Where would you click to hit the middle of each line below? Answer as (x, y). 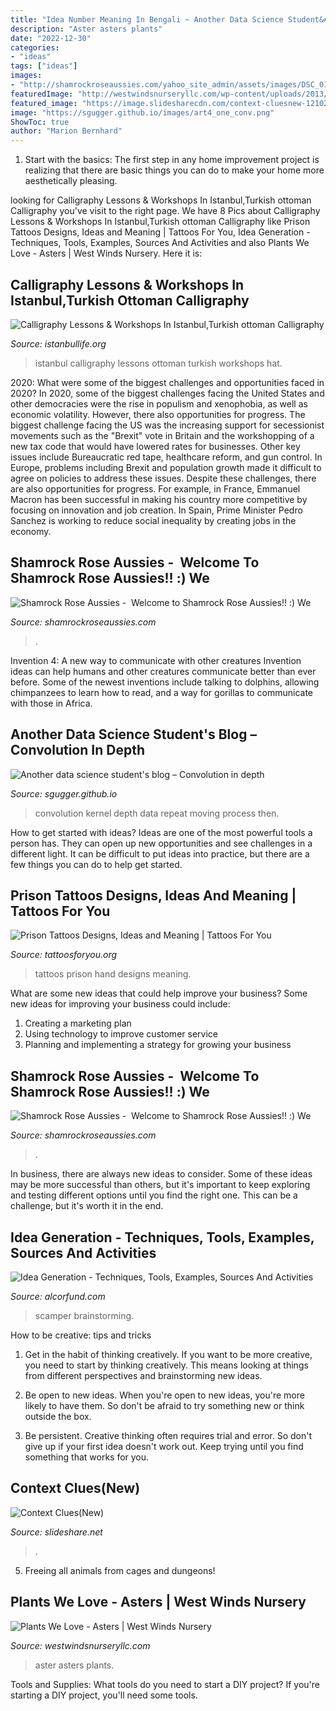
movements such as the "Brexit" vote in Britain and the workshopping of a (162, 435)
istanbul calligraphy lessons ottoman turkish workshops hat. (158, 363)
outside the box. (58, 1416)
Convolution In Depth (77, 750)
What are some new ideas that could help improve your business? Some (159, 993)
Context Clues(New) (75, 1488)
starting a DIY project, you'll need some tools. (104, 1695)
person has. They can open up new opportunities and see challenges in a (161, 843)
